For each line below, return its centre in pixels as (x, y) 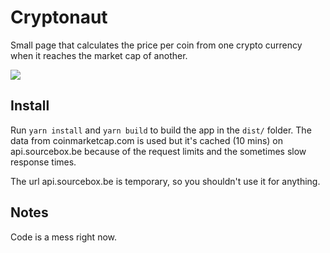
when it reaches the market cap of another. (99, 55)
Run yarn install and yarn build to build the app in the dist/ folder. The (161, 130)
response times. (43, 162)
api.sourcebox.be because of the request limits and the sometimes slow (158, 151)
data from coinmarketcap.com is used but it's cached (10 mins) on (146, 140)
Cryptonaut (59, 17)
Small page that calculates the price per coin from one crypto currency (156, 45)
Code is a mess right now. (64, 237)
